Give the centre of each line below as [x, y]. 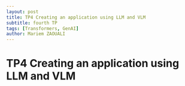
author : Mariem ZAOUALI [36, 34]
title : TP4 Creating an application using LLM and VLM [76, 17]
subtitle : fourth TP [32, 23]
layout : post [22, 12]
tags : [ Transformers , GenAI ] [43, 28]
